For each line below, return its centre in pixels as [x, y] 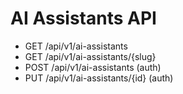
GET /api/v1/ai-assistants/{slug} [90, 56]
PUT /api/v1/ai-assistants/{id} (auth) [99, 78]
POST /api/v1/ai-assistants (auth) [93, 67]
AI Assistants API [83, 18]
